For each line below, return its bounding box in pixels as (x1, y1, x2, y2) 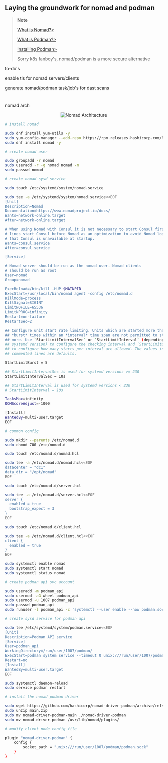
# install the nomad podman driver (5, 694, 79, 699)
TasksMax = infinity (5, 397, 43, 402)
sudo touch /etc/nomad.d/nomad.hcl (5, 451, 79, 456)
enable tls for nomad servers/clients (5, 75, 79, 81)
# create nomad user (5, 149, 48, 154)
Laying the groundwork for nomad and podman (5, 4, 155, 12)
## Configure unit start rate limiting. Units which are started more (5, 328, 155, 333)
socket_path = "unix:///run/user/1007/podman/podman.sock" (23, 745, 149, 750)
